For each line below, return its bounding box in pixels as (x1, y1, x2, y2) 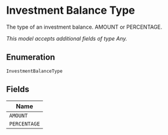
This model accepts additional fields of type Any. (6, 35, 127, 42)
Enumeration (6, 52, 56, 63)
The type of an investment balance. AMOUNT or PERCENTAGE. (6, 23, 163, 30)
